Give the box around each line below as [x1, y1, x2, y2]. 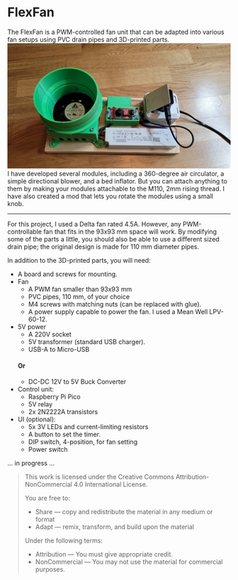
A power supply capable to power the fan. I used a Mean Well [28, 307, 208, 316]
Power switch [28, 445, 69, 453]
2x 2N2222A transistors [28, 407, 98, 416]
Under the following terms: [24, 536, 103, 545]
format [35, 515, 55, 523]
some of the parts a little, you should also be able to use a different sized [7, 235, 220, 244]
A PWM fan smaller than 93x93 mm [28, 285, 132, 294]
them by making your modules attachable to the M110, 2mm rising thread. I [7, 185, 225, 193]
